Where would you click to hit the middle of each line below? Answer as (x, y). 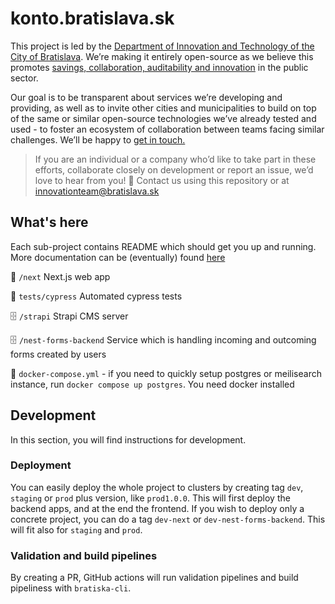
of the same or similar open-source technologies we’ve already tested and (163, 118)
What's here (49, 222)
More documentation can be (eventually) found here (118, 257)
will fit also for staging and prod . (76, 529)
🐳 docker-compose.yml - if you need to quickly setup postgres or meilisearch (166, 373)
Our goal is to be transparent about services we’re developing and (146, 97)
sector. (24, 78)
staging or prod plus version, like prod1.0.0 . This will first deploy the (150, 498)
